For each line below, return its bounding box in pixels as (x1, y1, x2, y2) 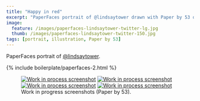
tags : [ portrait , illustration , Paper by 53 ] (6, 36, 121, 42)
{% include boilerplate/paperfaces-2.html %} (6, 64, 117, 71)
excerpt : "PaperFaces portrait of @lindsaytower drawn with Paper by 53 (6, 14, 190, 20)
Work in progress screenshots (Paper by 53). (21, 89, 132, 95)
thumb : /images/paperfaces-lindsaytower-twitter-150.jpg (11, 31, 156, 37)
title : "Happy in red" (6, 8, 62, 15)
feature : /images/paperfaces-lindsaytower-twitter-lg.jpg (11, 25, 159, 31)
